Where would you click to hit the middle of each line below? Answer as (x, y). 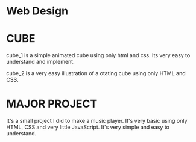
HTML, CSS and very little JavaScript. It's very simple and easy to (88, 127)
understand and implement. (40, 62)
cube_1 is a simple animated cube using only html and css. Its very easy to (98, 55)
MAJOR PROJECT (52, 104)
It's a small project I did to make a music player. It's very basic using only (97, 121)
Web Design (37, 11)
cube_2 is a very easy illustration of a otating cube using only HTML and (96, 73)
